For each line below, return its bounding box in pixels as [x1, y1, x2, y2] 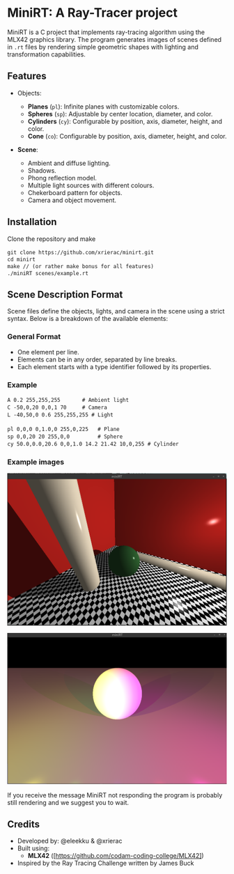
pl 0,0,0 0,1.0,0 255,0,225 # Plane [7, 426, 120, 433]
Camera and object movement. [27, 196, 117, 204]
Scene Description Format [7, 288, 123, 300]
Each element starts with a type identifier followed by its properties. [17, 362, 212, 370]
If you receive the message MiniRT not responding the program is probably [7, 790, 223, 799]
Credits [7, 818, 40, 830]
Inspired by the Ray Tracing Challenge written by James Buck [17, 859, 194, 868]
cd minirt [7, 256, 36, 263]
